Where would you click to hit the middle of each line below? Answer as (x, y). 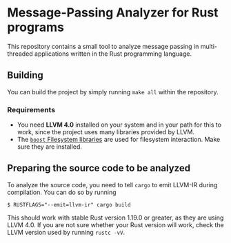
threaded (20, 54)
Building (25, 75)
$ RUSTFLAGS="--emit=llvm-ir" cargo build (69, 204)
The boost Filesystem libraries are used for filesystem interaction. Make (119, 140)
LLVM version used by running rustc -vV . (66, 232)
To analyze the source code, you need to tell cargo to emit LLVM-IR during (112, 184)
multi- (209, 46)
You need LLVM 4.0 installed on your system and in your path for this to (119, 125)
